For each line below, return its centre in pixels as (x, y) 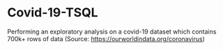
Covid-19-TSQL (53, 13)
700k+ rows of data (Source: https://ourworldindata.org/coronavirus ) (106, 38)
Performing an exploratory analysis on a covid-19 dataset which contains (112, 32)
